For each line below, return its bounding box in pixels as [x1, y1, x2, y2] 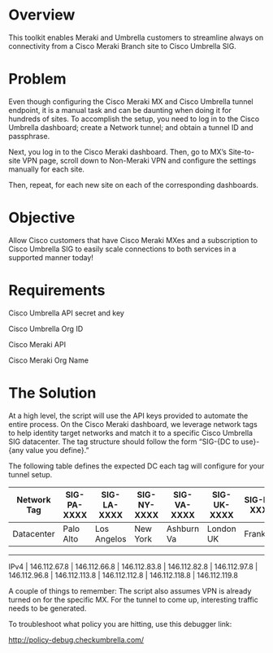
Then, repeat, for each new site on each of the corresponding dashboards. [8, 180, 258, 189]
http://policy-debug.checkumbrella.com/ [8, 634, 145, 644]
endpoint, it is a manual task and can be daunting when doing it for [8, 105, 232, 115]
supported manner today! [8, 252, 93, 262]
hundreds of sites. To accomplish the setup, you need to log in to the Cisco [8, 114, 260, 124]
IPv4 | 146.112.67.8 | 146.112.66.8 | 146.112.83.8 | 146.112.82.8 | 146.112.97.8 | [8, 561, 258, 571]
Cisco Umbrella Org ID [8, 324, 84, 333]
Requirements [8, 281, 106, 299]
